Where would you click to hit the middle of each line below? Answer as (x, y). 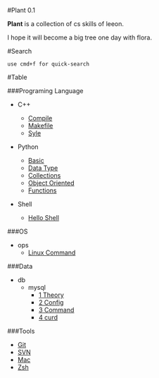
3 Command (56, 310)
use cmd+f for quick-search (49, 64)
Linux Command (52, 252)
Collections (44, 175)
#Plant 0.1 (21, 10)
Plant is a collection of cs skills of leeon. (66, 24)
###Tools (21, 331)
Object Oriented (51, 183)
